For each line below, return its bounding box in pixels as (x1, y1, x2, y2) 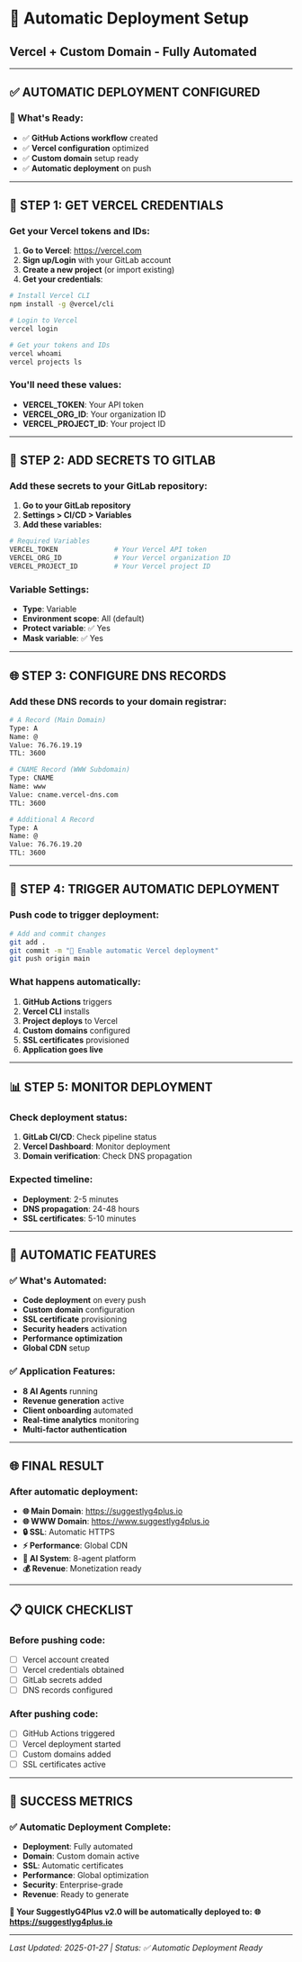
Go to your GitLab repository (22, 500, 131, 511)
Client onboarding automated (22, 1405, 133, 1415)
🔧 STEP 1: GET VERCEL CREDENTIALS (9, 198, 224, 213)
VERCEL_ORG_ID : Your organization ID (22, 409, 166, 420)
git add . (9, 937, 47, 946)
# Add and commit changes (9, 929, 106, 938)
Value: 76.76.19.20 (9, 840, 83, 849)
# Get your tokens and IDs (9, 340, 111, 349)
